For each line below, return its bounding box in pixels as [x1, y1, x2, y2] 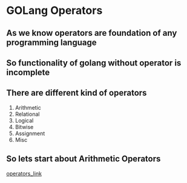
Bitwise [15, 123, 34, 130]
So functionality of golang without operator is [6, 58, 182, 68]
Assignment [15, 130, 45, 137]
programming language [6, 37, 97, 47]
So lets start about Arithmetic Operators [6, 154, 161, 164]
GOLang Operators [6, 4, 103, 18]
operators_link [6, 170, 42, 177]
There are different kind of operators [6, 88, 147, 98]
